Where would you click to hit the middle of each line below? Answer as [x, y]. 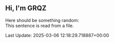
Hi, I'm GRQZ [26, 8]
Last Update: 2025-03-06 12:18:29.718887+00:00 [57, 35]
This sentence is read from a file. [40, 25]
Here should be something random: [42, 20]
